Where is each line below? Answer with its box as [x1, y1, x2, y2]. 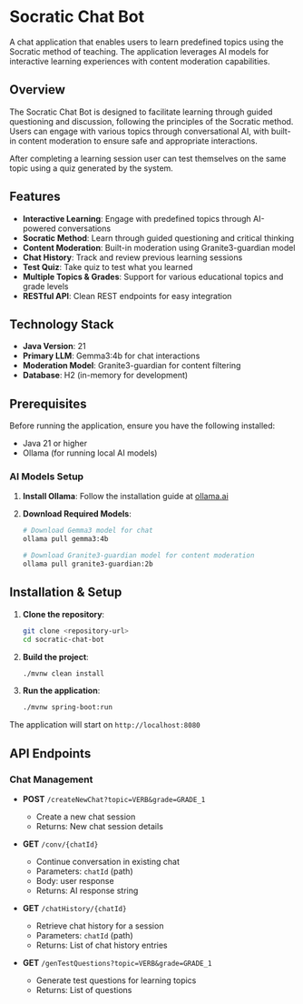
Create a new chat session [35, 811, 136, 822]
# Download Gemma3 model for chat [22, 526, 153, 536]
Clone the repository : [22, 608, 105, 619]
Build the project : [22, 651, 89, 662]
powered [22, 223, 56, 234]
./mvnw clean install [22, 668, 104, 678]
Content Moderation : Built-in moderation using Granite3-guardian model [22, 242, 296, 253]
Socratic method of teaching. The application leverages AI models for [9, 45, 269, 56]
